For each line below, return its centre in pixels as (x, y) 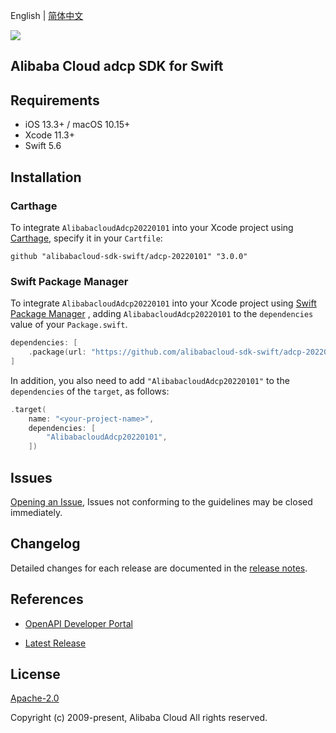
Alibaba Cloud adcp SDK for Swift (117, 66)
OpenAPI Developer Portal (78, 623)
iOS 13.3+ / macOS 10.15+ (77, 125)
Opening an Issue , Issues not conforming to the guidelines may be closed (161, 502)
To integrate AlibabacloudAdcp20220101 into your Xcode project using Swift (163, 303)
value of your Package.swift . (69, 325)
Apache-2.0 (35, 698)
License (35, 674)
